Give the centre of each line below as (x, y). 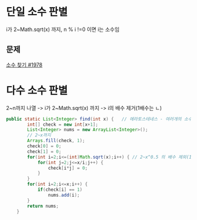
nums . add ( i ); (64, 195)
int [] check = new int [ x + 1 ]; (63, 124)
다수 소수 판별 (37, 90)
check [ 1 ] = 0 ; (44, 152)
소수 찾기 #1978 (24, 64)
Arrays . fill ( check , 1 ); (56, 141)
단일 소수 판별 (37, 12)
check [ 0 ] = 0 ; (44, 146)
